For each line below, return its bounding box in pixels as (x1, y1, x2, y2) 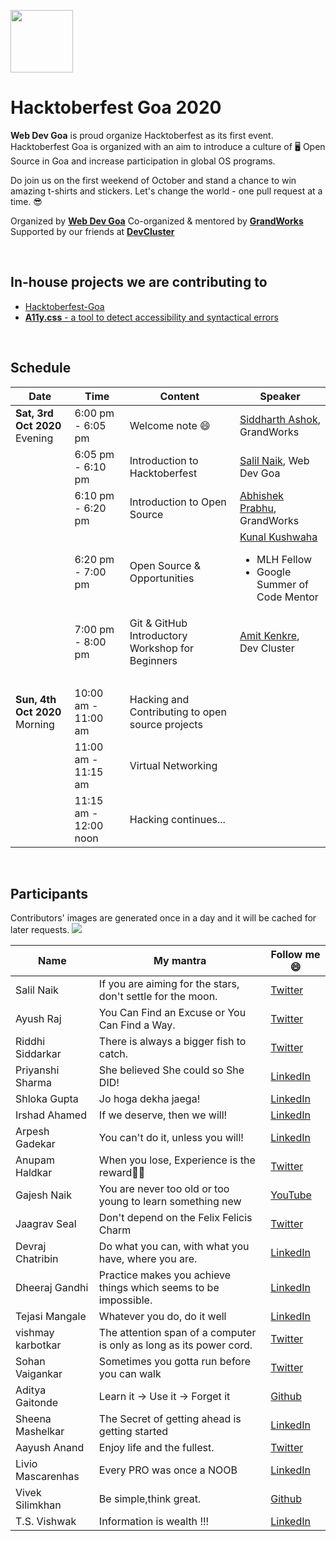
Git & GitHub (129, 616, 188, 630)
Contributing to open (129, 705, 227, 719)
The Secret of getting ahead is (98, 1412, 242, 1426)
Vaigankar (15, 1367, 63, 1381)
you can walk (98, 1367, 162, 1381)
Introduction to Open (129, 495, 227, 509)
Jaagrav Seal (15, 1217, 77, 1231)
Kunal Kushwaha (239, 530, 318, 544)
